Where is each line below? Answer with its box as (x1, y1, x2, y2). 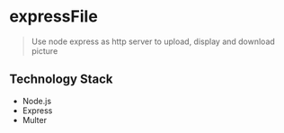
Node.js (22, 95, 52, 106)
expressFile (9, 6, 99, 27)
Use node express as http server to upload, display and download (31, 36, 276, 47)
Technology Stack (9, 72, 113, 87)
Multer (22, 114, 48, 125)
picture (31, 45, 58, 56)
